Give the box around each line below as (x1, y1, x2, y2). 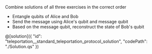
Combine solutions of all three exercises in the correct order (5, 4, 127, 10)
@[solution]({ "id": (5, 34, 42, 39)
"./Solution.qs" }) (5, 44, 39, 49)
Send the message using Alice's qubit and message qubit (12, 19, 128, 24)
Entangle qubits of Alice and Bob (12, 14, 78, 19)
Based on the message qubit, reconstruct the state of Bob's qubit (12, 24, 145, 30)
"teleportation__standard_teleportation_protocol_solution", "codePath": (5, 38, 148, 44)
